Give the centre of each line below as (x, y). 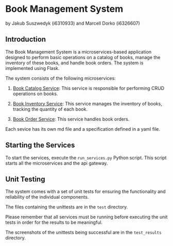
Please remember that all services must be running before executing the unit (86, 217)
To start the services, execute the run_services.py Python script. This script (86, 157)
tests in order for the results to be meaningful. (54, 222)
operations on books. (35, 94)
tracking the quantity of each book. (50, 109)
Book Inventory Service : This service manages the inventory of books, (87, 103)
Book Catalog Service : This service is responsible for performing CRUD (89, 88)
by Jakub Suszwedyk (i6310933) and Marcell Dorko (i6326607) (73, 23)
